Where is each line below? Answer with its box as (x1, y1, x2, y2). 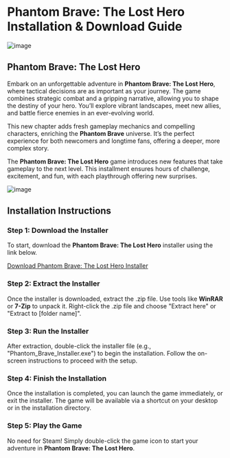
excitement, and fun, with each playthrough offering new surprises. (7, 172, 198, 180)
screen (7, 356, 27, 365)
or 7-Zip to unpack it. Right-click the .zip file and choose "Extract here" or (7, 301, 216, 310)
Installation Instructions (7, 205, 112, 217)
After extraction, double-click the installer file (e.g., (7, 342, 151, 350)
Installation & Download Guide (7, 19, 183, 34)
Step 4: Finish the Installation (7, 374, 107, 383)
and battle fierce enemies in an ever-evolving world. (7, 108, 154, 117)
